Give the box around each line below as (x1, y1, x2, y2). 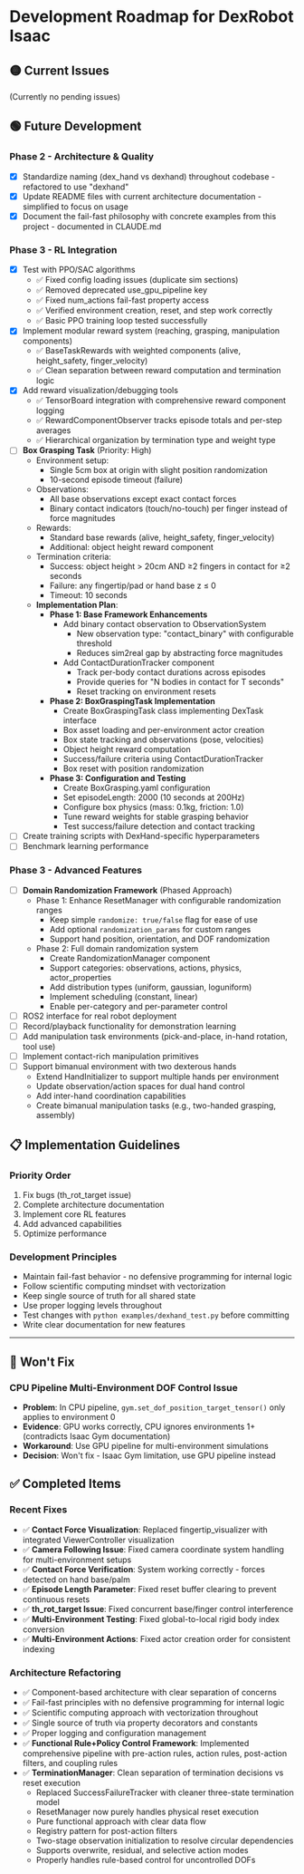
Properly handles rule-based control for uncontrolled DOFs (35, 1854, 256, 1865)
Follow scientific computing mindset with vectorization (22, 1280, 226, 1292)
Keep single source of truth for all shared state (22, 1290, 196, 1301)
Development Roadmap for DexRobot (9, 6, 294, 27)
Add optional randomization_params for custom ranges (49, 923, 252, 934)
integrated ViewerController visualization (22, 1534, 175, 1545)
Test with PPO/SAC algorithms (22, 265, 136, 275)
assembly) (35, 1110, 75, 1121)
